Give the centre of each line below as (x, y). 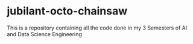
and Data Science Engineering (44, 34)
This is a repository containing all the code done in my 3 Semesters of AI (97, 28)
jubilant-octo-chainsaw (67, 11)
